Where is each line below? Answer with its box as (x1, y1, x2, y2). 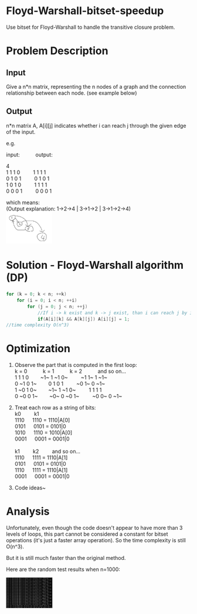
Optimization (6, 342, 70, 355)
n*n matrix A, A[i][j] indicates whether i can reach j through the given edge (6, 122, 186, 129)
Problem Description (6, 44, 108, 58)
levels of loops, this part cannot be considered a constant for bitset (6, 530, 168, 538)
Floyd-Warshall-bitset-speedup (6, 4, 164, 18)
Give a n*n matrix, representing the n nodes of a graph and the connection (6, 83, 186, 90)
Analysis (6, 505, 50, 518)
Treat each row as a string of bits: (14, 404, 96, 411)
